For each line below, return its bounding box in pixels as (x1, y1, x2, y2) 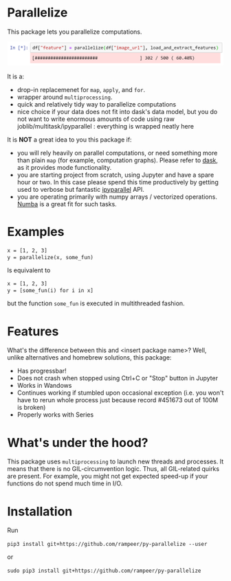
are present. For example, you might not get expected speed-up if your (7, 472, 208, 481)
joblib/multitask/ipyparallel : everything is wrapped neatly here (16, 122, 195, 130)
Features (7, 323, 59, 339)
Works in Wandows (16, 382, 72, 390)
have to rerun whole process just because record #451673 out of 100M (16, 396, 219, 404)
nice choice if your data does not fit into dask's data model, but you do (16, 107, 218, 116)
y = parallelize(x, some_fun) (7, 254, 94, 261)
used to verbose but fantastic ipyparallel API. (16, 185, 144, 193)
